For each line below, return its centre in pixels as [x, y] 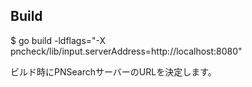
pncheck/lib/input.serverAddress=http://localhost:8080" [126, 51]
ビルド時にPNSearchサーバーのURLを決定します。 [113, 71]
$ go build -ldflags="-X [58, 40]
